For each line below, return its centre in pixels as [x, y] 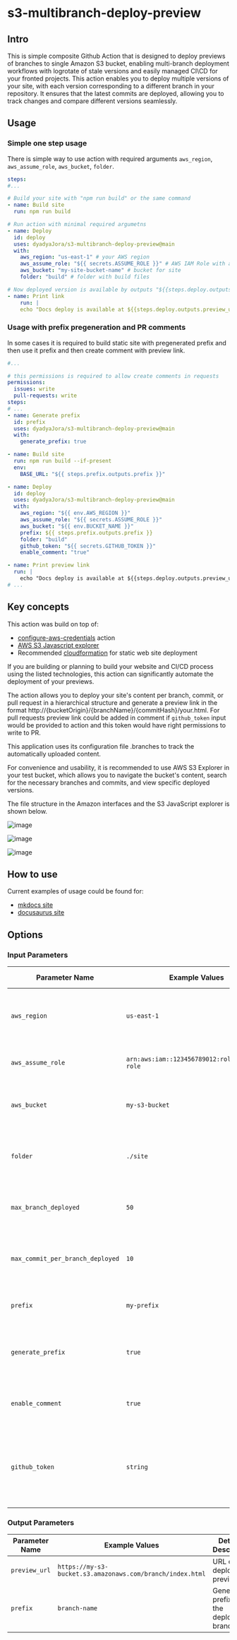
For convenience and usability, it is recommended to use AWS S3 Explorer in [119, 767]
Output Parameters [41, 1523]
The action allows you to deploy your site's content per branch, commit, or [115, 695]
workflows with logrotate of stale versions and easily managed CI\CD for [113, 71]
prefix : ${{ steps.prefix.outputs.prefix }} [86, 533]
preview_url [31, 1570]
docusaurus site [41, 913]
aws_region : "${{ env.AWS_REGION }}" [75, 513]
